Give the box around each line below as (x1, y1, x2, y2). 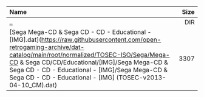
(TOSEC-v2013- (116, 73, 166, 81)
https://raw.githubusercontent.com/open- (41, 36, 161, 44)
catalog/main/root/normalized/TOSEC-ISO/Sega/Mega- (9, 51, 170, 59)
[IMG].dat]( (9, 36, 41, 44)
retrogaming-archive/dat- (9, 43, 85, 51)
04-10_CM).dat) (9, 81, 58, 89)
